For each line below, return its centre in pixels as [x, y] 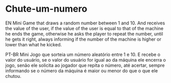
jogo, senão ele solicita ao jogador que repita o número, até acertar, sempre [85, 65]
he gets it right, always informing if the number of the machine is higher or [83, 39]
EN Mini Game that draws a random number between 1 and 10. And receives [85, 23]
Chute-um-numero [46, 9]
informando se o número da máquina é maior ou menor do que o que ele [82, 71]
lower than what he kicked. [34, 44]
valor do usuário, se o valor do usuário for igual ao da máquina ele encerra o [86, 60]
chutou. [13, 76]
